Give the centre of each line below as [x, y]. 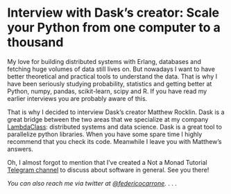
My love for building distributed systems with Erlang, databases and [104, 61]
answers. [20, 149]
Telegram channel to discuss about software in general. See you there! [108, 170]
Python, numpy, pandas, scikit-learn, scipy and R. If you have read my [107, 91]
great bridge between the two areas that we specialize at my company [108, 119]
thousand [35, 42]
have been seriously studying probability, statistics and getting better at [110, 83]
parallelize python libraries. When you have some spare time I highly [105, 134]
